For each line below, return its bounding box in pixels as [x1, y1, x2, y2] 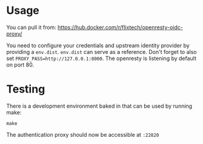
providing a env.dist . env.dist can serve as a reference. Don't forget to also [6, 48, 197, 55]
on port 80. [6, 61, 35, 68]
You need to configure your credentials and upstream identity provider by [6, 42, 190, 49]
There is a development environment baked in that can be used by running [6, 102, 193, 110]
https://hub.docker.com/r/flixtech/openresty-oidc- [57, 24, 183, 31]
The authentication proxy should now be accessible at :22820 [6, 131, 159, 138]
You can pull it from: [6, 24, 56, 31]
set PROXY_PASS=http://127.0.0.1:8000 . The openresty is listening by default [6, 54, 197, 62]
